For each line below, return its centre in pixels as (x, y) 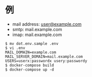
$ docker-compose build (30, 65)
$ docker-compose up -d (30, 70)
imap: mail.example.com (37, 35)
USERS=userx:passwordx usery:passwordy (46, 61)
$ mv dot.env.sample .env (32, 43)
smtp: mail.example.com (37, 29)
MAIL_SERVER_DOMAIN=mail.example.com (44, 57)
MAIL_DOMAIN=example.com (31, 52)
